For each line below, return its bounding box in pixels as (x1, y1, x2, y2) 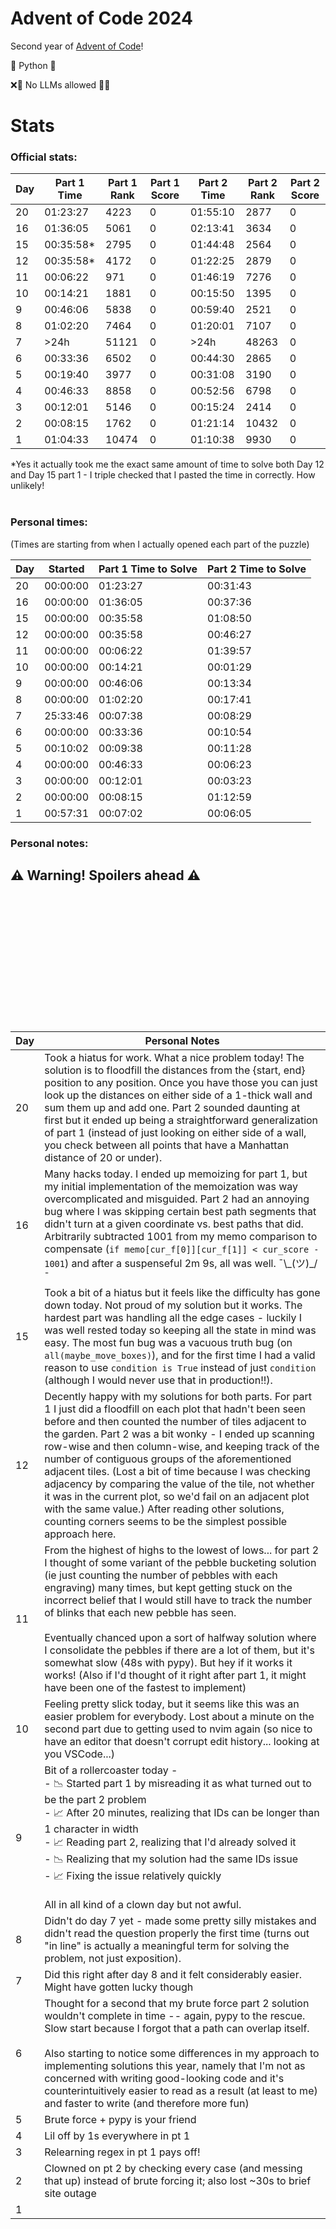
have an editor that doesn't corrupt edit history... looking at (44, 1735, 320, 1749)
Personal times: (10, 515, 88, 529)
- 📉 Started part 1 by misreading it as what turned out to (44, 1777, 312, 1791)
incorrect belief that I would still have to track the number (44, 1593, 313, 1607)
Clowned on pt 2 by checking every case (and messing (44, 2162, 303, 2176)
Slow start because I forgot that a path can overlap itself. (44, 2022, 310, 2036)
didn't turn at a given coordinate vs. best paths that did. (44, 1217, 304, 1231)
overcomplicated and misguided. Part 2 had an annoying (44, 1192, 310, 1206)
